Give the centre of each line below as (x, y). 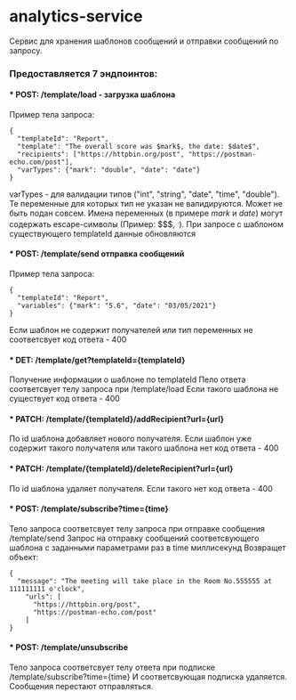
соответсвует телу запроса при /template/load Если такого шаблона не (144, 389)
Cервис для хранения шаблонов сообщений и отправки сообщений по (144, 41)
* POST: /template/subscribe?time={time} (89, 509)
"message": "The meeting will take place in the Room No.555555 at (145, 581)
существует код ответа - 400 (64, 399)
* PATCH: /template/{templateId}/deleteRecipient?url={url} (121, 468)
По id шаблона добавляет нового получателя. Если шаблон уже (130, 439)
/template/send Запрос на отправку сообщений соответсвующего (134, 538)
